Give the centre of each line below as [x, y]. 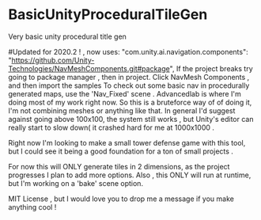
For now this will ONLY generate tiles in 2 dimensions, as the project [119, 166]
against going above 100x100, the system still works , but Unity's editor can [131, 119]
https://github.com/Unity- [53, 60]
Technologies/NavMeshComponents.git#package [89, 68]
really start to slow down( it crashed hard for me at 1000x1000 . [112, 127]
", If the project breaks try [211, 68]
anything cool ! [32, 207]
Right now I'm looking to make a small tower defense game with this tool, [127, 142]
